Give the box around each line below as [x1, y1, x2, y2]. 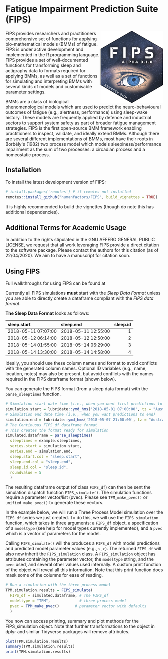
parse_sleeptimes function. [5, 391, 61, 397]
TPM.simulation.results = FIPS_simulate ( [5, 588, 93, 593]
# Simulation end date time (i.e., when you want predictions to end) [5, 412, 156, 417]
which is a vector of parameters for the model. [5, 531, 101, 537]
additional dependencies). [5, 209, 59, 215]
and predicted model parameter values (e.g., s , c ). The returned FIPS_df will [5, 546, 161, 552]
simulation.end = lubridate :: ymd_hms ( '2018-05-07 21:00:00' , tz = [5, 417, 147, 422]
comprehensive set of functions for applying [5, 36, 97, 42]
